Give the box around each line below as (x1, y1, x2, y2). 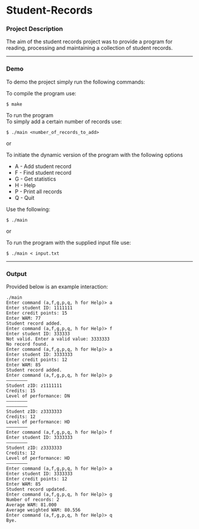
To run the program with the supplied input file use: (6, 239, 131, 246)
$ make (6, 101, 23, 107)
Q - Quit (14, 194, 34, 201)
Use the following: (6, 206, 50, 213)
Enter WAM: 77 (6, 315, 41, 322)
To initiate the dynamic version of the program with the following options (6, 151, 184, 158)
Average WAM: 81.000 (6, 502, 57, 508)
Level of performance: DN (6, 393, 70, 399)
